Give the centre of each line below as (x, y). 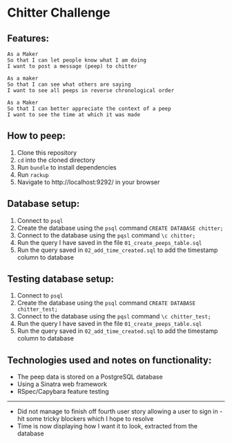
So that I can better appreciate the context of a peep (89, 109)
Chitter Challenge (59, 13)
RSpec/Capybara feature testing (63, 392)
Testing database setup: (60, 279)
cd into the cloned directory (56, 160)
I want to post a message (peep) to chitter (72, 66)
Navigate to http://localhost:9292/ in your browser (88, 182)
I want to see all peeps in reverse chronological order (91, 91)
